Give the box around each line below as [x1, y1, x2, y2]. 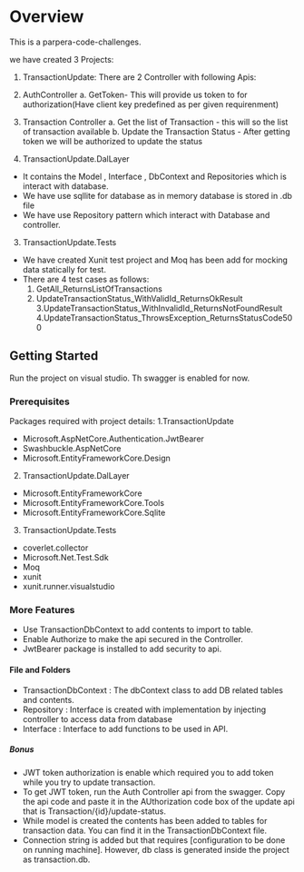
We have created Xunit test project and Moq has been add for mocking [22, 254, 289, 265]
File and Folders [9, 664, 71, 675]
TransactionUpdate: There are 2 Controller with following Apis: [22, 71, 257, 83]
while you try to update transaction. [22, 777, 156, 788]
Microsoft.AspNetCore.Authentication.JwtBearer [22, 433, 204, 444]
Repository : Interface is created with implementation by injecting [22, 704, 267, 715]
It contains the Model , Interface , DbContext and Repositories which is [22, 171, 288, 182]
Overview [9, 6, 84, 27]
